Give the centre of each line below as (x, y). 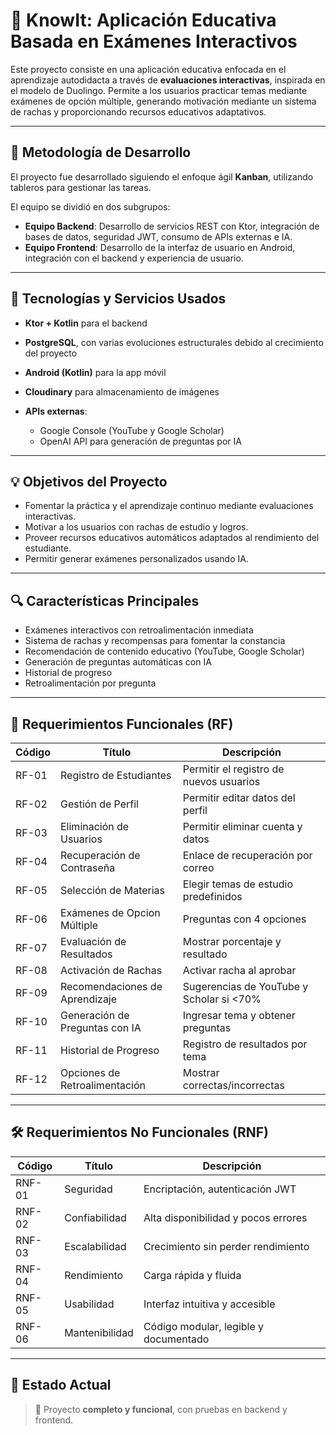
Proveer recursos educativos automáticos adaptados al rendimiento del (172, 538)
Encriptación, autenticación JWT (220, 1189)
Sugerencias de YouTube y (245, 986)
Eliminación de (95, 826)
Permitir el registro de (233, 769)
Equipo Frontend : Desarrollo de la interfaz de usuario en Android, (160, 247)
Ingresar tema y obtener (239, 1015)
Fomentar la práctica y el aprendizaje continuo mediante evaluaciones (169, 506)
